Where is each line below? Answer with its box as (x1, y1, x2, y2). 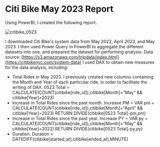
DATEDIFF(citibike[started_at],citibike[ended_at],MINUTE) (12, 136, 129, 142)
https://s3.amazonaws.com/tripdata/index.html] (23, 54, 119, 60)
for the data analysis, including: (5, 64, 69, 70)
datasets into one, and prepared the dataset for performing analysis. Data (5, 49, 153, 55)
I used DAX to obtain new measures (82, 59, 155, 65)
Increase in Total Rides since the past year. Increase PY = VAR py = (12, 115, 148, 121)
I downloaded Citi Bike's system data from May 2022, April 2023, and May (5, 38, 155, 44)
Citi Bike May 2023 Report (5, 3, 114, 15)
